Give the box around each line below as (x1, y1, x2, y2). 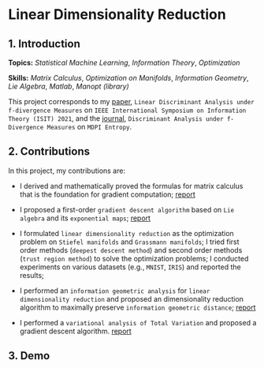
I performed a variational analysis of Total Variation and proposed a (19, 317, 257, 327)
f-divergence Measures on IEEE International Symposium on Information (8, 105, 247, 115)
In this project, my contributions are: (8, 166, 126, 175)
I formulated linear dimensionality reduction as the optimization (19, 228, 234, 238)
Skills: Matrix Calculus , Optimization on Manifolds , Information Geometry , (8, 73, 250, 82)
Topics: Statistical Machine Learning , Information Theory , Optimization (8, 58, 240, 67)
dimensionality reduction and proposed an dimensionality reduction (19, 294, 244, 303)
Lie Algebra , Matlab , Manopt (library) (8, 81, 130, 91)
